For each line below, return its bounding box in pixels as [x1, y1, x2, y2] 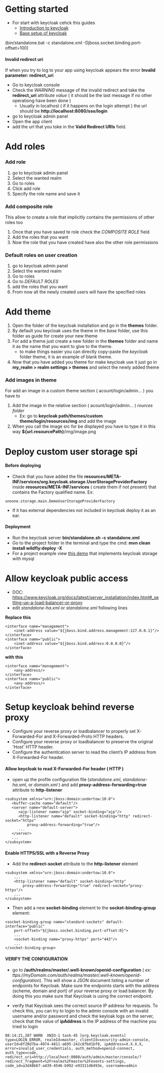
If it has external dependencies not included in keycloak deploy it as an [12, 507, 156, 513]
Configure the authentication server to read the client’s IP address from [12, 749, 156, 755]
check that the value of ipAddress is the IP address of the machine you [12, 1018, 157, 1024]
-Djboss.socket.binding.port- [83, 39, 142, 45]
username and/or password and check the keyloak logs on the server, [12, 1013, 154, 1019]
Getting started [5, 3, 69, 15]
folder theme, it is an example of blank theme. [19, 354, 112, 360]
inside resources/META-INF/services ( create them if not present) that [12, 484, 157, 490]
